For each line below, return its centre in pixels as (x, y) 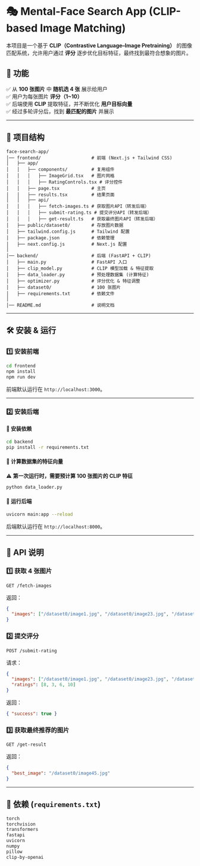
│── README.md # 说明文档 (60, 305)
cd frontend (21, 366)
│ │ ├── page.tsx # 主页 (56, 188)
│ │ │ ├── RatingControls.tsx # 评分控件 (65, 182)
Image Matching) (83, 28)
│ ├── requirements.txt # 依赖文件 (60, 293)
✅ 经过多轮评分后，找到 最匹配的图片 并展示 (60, 111)
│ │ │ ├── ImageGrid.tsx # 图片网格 (60, 176)
